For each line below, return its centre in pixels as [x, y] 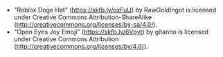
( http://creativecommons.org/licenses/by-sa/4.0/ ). [86, 24]
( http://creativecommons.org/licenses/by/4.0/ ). [81, 46]
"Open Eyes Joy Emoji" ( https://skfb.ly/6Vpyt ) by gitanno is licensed [111, 32]
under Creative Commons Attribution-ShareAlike [83, 17]
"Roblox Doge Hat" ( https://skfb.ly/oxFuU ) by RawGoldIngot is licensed [115, 10]
